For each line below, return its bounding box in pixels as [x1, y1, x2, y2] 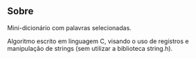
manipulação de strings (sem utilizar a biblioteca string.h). [7, 44, 173, 52]
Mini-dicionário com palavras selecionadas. [7, 23, 132, 32]
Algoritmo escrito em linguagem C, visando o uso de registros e [7, 37, 189, 45]
